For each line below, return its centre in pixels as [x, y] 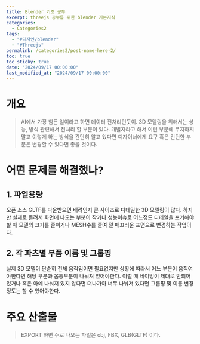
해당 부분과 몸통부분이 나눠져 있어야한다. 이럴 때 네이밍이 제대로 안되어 [109, 276]
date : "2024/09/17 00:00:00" [42, 67]
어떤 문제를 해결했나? [55, 171]
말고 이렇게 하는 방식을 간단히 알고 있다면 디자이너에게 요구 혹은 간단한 [103, 137]
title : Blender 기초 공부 [36, 12]
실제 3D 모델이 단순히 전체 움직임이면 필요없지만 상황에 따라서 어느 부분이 [92, 268]
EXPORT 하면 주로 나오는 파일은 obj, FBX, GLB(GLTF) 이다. [90, 334]
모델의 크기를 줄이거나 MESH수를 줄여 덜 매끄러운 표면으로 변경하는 [97, 225]
